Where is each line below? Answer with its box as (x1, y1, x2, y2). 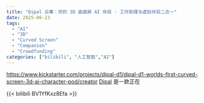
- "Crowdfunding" (12, 48, 56, 55)
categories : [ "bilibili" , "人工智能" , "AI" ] (6, 54, 114, 60)
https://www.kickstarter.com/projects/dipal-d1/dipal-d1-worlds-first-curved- (6, 70, 198, 78)
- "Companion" (12, 43, 47, 49)
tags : (6, 20, 20, 26)
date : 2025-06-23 (6, 15, 51, 21)
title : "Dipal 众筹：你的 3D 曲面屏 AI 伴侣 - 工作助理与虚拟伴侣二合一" (6, 8, 177, 15)
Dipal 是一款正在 (99, 78, 140, 85)
